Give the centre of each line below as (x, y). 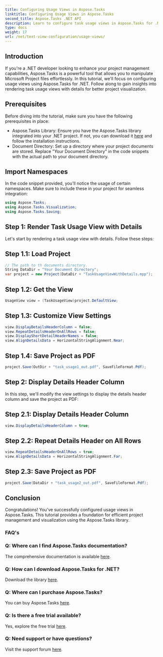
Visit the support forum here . (34, 649)
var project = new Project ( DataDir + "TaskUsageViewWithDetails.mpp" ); (79, 274)
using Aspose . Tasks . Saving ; (33, 212)
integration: (16, 194)
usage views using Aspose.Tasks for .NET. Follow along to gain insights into (81, 84)
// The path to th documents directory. (47, 265)
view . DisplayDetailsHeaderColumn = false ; (49, 327)
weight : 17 (16, 32)
